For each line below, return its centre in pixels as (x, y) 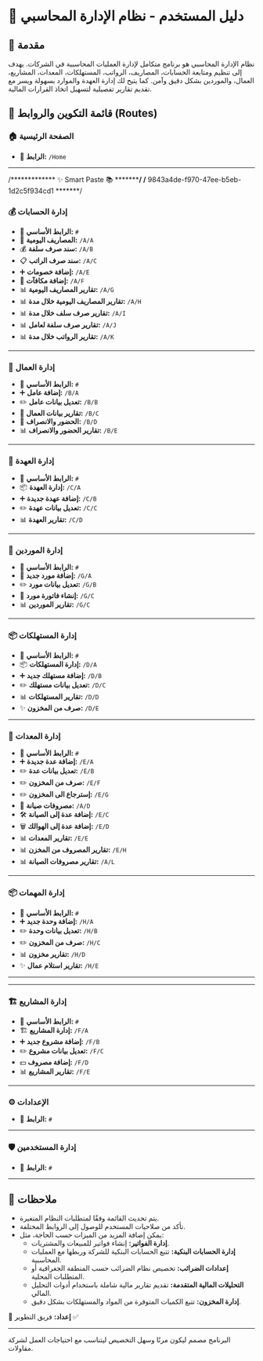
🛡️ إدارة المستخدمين (42, 1148)
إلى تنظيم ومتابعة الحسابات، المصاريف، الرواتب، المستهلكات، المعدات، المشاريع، (125, 72)
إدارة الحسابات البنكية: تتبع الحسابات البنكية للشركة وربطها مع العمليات (133, 1252)
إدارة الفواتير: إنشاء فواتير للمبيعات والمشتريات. (100, 1243)
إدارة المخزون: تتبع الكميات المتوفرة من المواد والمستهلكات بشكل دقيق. (136, 1301)
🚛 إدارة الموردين (35, 550)
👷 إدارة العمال (32, 367)
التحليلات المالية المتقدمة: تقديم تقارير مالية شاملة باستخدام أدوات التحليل (137, 1285)
